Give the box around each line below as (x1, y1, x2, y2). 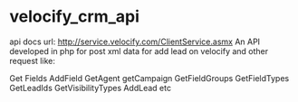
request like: (9, 55, 56, 66)
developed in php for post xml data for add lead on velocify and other (9, 45, 269, 56)
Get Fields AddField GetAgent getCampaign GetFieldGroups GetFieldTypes (9, 72, 290, 83)
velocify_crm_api (9, 6, 140, 27)
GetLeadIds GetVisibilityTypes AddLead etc (9, 82, 172, 93)
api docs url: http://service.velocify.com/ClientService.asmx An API (9, 36, 261, 47)
